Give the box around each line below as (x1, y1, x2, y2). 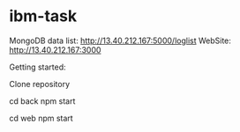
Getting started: (9, 62, 66, 72)
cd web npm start (9, 113, 73, 123)
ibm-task (9, 6, 78, 26)
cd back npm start (9, 95, 76, 106)
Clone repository (9, 78, 71, 89)
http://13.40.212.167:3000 (9, 44, 101, 55)
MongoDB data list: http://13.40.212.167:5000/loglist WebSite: (9, 35, 232, 46)
